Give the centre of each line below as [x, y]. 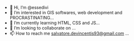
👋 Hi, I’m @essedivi [29, 7]
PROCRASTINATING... [32, 18]
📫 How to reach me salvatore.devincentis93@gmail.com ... [69, 33]
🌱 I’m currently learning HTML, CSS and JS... [55, 23]
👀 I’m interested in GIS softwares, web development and [66, 13]
